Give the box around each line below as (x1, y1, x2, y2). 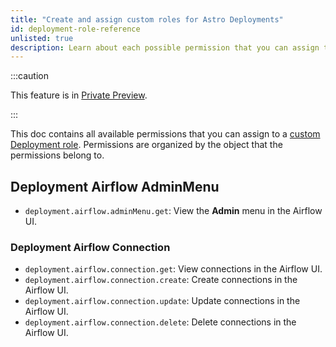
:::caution (10, 70, 50, 82)
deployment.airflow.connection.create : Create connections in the (24, 274, 298, 286)
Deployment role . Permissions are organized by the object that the (10, 139, 283, 151)
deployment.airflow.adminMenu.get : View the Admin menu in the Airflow (24, 205, 323, 217)
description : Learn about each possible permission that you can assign (10, 42, 320, 53)
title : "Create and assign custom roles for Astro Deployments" (10, 14, 284, 25)
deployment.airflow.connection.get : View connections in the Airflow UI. (24, 263, 323, 275)
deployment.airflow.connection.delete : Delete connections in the (24, 316, 297, 328)
